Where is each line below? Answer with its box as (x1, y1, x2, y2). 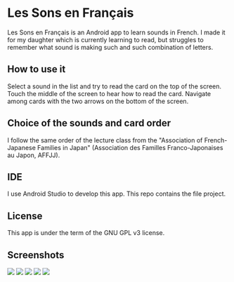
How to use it (7, 63, 66, 75)
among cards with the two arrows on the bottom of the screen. (7, 97, 189, 105)
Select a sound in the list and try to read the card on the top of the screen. (7, 82, 222, 90)
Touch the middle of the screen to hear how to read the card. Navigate (7, 89, 212, 98)
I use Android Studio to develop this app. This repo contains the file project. (7, 189, 226, 198)
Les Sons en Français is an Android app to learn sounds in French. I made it (7, 28, 226, 36)
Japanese (7, 143, 37, 152)
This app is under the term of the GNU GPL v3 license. (7, 229, 165, 237)
